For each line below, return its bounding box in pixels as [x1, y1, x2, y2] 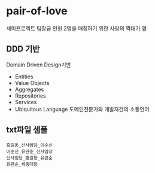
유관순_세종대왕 [6, 161, 38, 167]
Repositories [14, 92, 46, 99]
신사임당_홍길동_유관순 [6, 154, 53, 161]
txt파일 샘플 [6, 125, 48, 135]
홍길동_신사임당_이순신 [6, 142, 53, 148]
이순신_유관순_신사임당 [6, 148, 53, 154]
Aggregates [14, 86, 44, 93]
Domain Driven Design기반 [6, 61, 71, 68]
